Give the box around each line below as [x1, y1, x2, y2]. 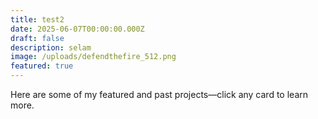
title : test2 [10, 14, 65, 25]
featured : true [10, 61, 74, 71]
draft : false [10, 33, 65, 43]
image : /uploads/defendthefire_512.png [10, 52, 177, 62]
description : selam [10, 42, 92, 53]
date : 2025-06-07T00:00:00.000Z [10, 24, 145, 34]
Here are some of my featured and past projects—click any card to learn [10, 89, 308, 100]
